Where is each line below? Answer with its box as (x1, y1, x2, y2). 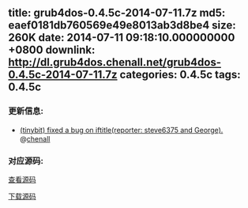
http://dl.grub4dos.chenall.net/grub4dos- (8, 55, 222, 70)
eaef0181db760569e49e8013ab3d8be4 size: (8, 19, 236, 32)
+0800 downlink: (8, 43, 96, 57)
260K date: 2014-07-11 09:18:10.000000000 (8, 31, 235, 44)
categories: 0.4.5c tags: (119, 68, 241, 81)
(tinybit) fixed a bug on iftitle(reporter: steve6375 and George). (19, 125, 224, 134)
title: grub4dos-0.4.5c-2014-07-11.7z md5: (8, 6, 226, 20)
